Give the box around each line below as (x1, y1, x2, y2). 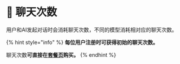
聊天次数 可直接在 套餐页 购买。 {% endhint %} (6, 51, 117, 58)
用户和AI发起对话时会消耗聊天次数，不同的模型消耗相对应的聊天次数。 (6, 26, 178, 33)
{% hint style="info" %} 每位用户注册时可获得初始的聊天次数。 (6, 39, 159, 46)
